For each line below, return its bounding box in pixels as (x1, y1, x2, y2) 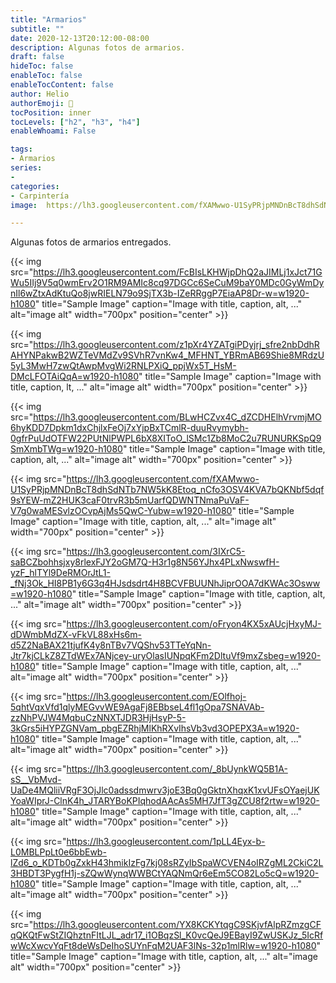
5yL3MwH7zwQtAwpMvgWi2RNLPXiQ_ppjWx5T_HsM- (10, 360, 237, 372)
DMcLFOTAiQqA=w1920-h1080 (10, 371, 140, 383)
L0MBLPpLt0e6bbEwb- (10, 846, 107, 858)
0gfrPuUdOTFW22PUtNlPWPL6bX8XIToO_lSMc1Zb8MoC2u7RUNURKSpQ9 (10, 432, 322, 445)
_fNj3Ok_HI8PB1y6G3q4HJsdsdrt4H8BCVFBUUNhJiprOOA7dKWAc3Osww (10, 577, 321, 590)
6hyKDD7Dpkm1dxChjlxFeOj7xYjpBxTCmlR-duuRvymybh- (10, 422, 250, 434)
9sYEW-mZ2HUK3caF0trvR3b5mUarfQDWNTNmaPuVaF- (10, 494, 250, 506)
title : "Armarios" (10, 14, 87, 25)
